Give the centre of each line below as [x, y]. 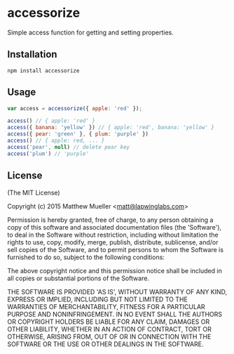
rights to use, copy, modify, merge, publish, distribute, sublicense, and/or [113, 242]
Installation [32, 54]
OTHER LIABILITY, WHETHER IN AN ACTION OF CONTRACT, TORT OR [109, 329]
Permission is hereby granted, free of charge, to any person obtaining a [110, 220]
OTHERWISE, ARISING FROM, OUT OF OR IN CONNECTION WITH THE [109, 336]
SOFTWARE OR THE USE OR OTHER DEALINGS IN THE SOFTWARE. [105, 344]
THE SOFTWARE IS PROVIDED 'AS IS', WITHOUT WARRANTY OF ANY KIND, [117, 291]
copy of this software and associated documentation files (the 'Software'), [115, 227]
